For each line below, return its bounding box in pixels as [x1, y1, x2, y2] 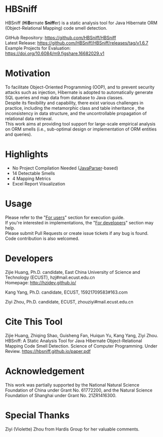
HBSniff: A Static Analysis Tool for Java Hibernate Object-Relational [5, 338, 142, 344]
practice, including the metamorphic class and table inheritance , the [5, 105, 145, 111]
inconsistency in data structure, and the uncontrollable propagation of [5, 110, 147, 116]
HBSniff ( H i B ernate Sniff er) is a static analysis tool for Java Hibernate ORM [5, 20, 158, 26]
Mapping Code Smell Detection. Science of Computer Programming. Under [5, 343, 158, 349]
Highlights [5, 149, 48, 160]
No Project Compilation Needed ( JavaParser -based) [12, 165, 118, 171]
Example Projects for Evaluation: [5, 45, 71, 51]
